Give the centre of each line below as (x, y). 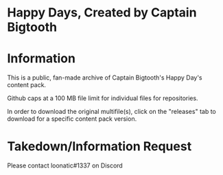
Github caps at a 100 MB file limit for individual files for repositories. (103, 98)
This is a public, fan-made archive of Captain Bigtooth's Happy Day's (105, 78)
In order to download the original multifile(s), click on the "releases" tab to (111, 112)
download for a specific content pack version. (72, 119)
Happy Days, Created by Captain (102, 13)
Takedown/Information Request (99, 147)
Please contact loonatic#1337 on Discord (65, 165)
